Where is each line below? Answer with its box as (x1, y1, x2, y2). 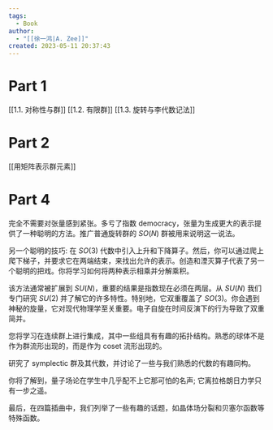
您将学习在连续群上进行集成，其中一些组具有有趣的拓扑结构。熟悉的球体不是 (8, 330, 265, 341)
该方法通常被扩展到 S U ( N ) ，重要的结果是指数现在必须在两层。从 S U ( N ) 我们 (8, 283, 262, 293)
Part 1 (8, 77, 47, 96)
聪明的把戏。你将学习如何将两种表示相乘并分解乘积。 (15, 265, 193, 276)
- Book (15, 19, 38, 28)
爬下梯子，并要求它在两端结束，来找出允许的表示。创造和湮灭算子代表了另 (8, 256, 258, 265)
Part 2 (8, 134, 50, 153)
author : (8, 27, 35, 35)
